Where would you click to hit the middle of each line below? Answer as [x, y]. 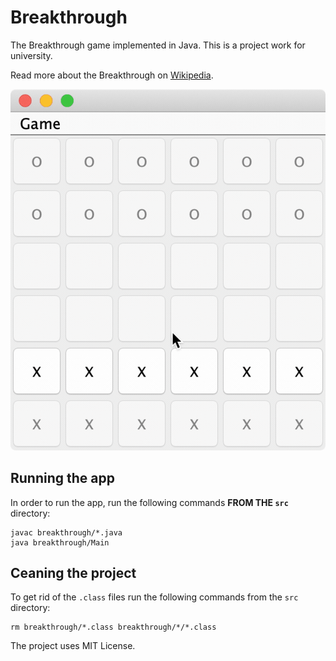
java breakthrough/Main [60, 542]
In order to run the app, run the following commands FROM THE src [149, 502]
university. [31, 55]
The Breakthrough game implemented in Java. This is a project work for [158, 45]
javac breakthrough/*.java [66, 532]
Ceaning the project [73, 573]
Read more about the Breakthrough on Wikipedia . [112, 75]
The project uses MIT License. [73, 646]
